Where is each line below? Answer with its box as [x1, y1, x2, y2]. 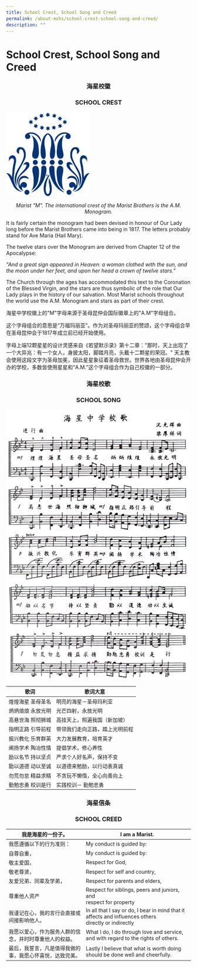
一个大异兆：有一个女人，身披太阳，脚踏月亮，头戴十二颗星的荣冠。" [6, 349, 173, 356]
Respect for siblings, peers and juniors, [86, 886, 180, 893]
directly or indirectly [86, 919, 134, 926]
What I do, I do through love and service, [86, 928, 184, 936]
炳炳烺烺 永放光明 [8, 707, 52, 714]
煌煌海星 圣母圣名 [8, 698, 52, 705]
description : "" [6, 22, 46, 28]
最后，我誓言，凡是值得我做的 [8, 945, 81, 952]
